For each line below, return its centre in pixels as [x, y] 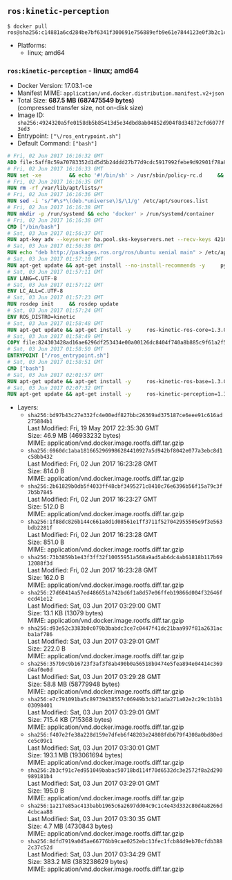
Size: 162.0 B [46, 578]
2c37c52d [40, 848]
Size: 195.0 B [46, 791]
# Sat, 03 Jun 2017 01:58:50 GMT [55, 349]
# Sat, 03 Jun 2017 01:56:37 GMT [55, 233]
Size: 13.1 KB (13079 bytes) [65, 613]
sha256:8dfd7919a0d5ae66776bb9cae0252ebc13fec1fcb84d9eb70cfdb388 [125, 842]
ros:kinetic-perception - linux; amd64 [73, 71]
